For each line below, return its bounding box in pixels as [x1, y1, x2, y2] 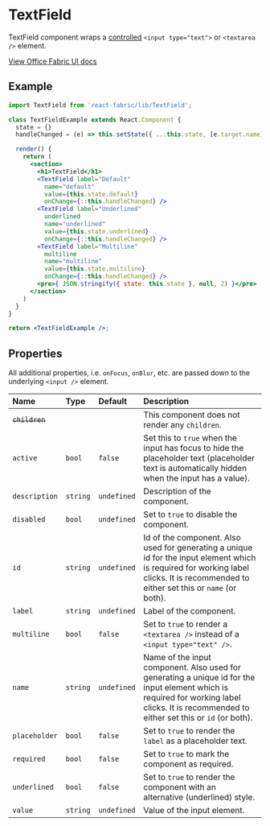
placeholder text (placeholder [143, 452, 256, 464]
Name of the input [143, 652, 211, 663]
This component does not [143, 409, 240, 420]
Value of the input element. [143, 805, 245, 816]
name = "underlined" [43, 220, 106, 228]
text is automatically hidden [143, 463, 247, 474]
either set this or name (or [143, 582, 237, 593]
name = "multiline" [43, 258, 103, 266]
